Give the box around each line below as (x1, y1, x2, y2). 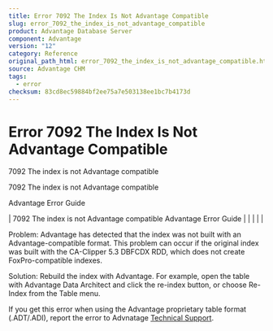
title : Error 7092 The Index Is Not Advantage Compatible (8, 11, 209, 20)
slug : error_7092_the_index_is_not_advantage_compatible (8, 20, 206, 28)
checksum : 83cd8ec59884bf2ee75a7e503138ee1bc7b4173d (8, 87, 191, 96)
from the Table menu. (28, 289, 101, 298)
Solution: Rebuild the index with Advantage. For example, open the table (8, 272, 250, 281)
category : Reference (8, 50, 79, 58)
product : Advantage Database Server (8, 27, 132, 35)
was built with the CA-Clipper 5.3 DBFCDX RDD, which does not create (8, 247, 245, 257)
